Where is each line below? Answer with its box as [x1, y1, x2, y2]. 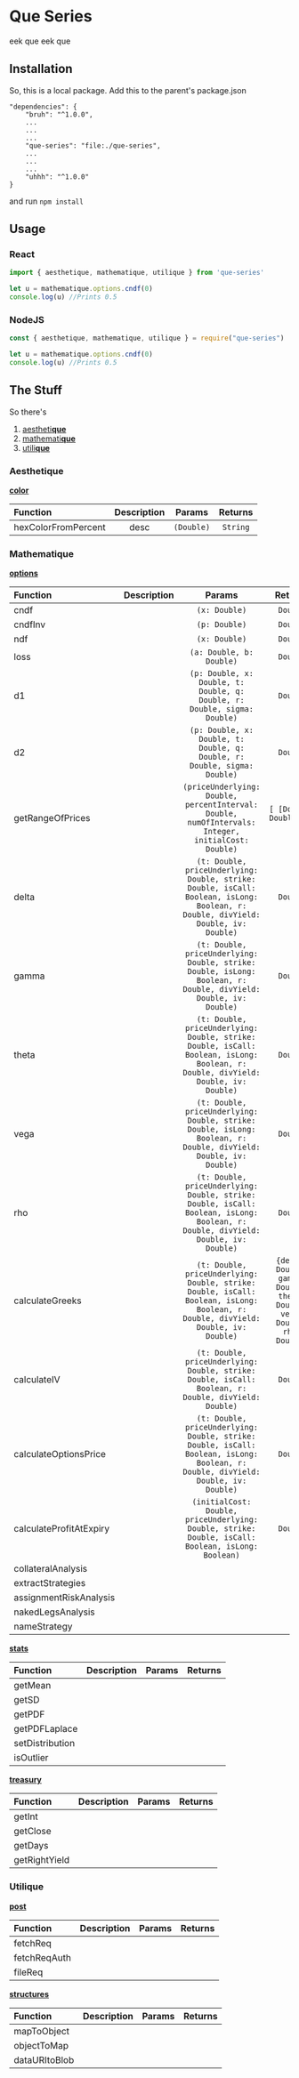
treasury [9, 1775, 42, 1785]
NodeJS [9, 313, 44, 326]
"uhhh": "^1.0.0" [25, 172, 90, 181]
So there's [9, 407, 47, 417]
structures [9, 1988, 50, 1999]
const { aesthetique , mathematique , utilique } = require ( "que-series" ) [9, 334, 285, 343]
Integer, [203, 826, 240, 837]
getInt [13, 1810, 38, 1823]
